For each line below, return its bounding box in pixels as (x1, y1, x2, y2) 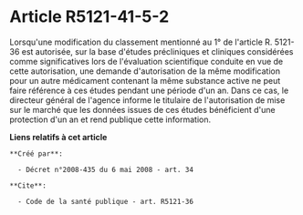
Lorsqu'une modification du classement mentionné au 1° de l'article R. (9, 36, 273, 47)
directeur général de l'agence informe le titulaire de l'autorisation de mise (9, 94, 286, 106)
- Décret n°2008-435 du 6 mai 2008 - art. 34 (17, 165, 194, 174)
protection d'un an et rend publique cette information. (9, 114, 212, 125)
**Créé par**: (9, 148, 64, 159)
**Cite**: (9, 180, 47, 190)
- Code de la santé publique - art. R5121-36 (17, 197, 194, 206)
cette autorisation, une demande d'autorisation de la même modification (9, 66, 281, 77)
